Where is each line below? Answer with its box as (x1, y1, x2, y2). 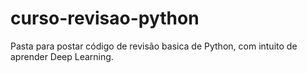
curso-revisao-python (10, 7, 200, 30)
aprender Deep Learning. (10, 50, 114, 62)
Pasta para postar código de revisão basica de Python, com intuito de (10, 40, 298, 52)
